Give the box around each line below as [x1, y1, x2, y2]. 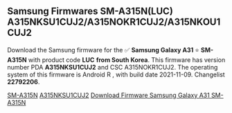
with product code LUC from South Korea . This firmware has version [28, 55, 226, 64]
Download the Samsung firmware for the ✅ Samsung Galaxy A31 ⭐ [7, 45, 199, 54]
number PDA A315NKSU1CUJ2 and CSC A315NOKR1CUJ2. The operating [7, 63, 218, 71]
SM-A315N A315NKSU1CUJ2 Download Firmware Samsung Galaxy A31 [7, 91, 210, 99]
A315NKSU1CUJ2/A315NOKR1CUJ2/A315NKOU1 [7, 17, 221, 28]
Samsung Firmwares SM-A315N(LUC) [7, 6, 173, 17]
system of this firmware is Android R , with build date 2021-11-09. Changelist [7, 70, 225, 79]
